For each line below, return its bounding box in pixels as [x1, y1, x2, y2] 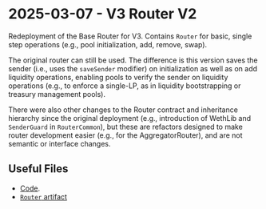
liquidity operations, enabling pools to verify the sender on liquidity [8, 72, 228, 82]
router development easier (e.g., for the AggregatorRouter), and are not [8, 130, 243, 140]
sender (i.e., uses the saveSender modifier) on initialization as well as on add [8, 63, 258, 73]
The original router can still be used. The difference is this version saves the [8, 55, 258, 65]
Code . [19, 183, 41, 193]
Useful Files [8, 162, 69, 176]
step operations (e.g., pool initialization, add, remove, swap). [8, 39, 208, 49]
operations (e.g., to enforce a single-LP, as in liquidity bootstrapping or [8, 81, 241, 90]
